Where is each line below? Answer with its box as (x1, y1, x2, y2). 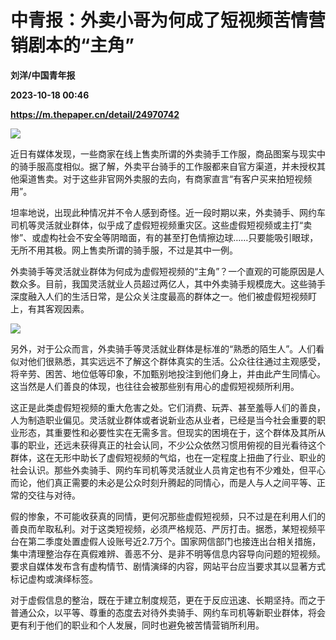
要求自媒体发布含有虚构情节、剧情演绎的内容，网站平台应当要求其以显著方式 (10, 560, 326, 572)
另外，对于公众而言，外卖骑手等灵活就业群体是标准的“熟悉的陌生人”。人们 (10, 342, 317, 355)
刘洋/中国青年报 (10, 69, 76, 81)
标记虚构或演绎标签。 (10, 572, 98, 585)
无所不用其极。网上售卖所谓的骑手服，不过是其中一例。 (10, 244, 238, 256)
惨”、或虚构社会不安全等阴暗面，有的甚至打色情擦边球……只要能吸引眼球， (10, 231, 319, 243)
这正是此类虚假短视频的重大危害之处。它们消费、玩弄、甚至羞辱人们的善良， (10, 401, 326, 413)
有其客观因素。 (27, 302, 90, 315)
